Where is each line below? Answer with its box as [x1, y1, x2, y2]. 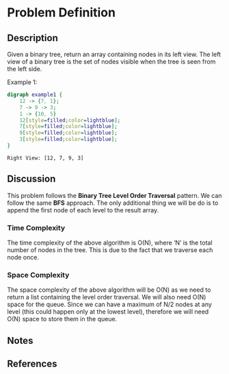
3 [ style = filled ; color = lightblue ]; [19, 136, 118, 143]
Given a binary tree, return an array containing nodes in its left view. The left [7, 50, 221, 58]
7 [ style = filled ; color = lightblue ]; [19, 123, 118, 130]
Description [7, 32, 58, 44]
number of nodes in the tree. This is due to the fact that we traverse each [7, 245, 213, 254]
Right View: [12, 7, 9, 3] [7, 154, 84, 162]
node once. [7, 253, 40, 261]
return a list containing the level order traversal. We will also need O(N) [7, 293, 206, 301]
